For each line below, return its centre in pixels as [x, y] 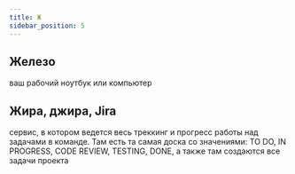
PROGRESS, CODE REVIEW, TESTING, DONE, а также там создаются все [145, 151]
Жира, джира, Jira [63, 111]
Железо [32, 62]
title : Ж [25, 17]
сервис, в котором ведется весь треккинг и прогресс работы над [134, 132]
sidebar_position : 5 [47, 26]
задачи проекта [39, 161]
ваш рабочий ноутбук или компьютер [81, 83]
